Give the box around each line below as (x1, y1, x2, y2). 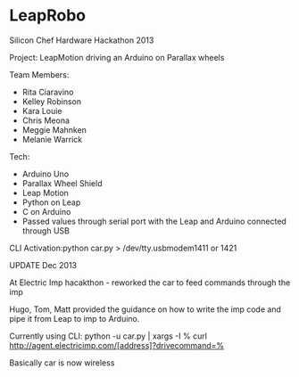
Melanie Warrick (21, 134, 83, 144)
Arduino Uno (21, 168, 70, 179)
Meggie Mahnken (21, 124, 87, 135)
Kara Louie (21, 105, 62, 116)
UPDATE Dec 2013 (9, 259, 78, 270)
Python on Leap (21, 197, 81, 208)
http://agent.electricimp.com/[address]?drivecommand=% (9, 340, 225, 350)
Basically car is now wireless (9, 357, 115, 368)
